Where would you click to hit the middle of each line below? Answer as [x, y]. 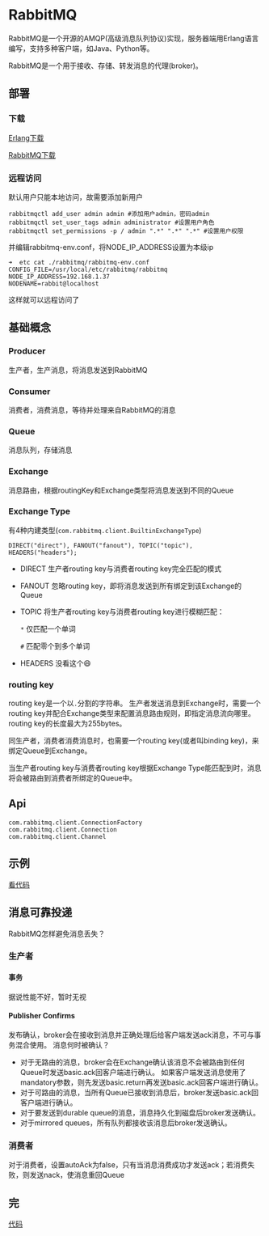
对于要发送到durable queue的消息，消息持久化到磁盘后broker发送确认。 [140, 1112]
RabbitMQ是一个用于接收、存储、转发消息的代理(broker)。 [106, 66]
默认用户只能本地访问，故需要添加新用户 [76, 197]
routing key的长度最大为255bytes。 [67, 724]
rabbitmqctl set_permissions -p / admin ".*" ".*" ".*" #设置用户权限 [126, 231]
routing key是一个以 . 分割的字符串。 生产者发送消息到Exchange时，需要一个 [134, 703]
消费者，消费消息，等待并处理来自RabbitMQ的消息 [92, 409]
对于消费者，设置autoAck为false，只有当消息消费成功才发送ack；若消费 [128, 1165]
